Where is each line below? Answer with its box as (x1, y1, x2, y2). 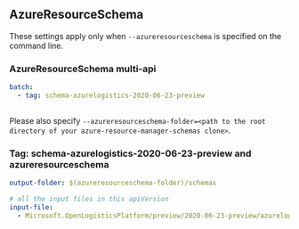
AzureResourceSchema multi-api (9, 62, 157, 75)
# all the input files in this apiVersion (9, 194, 169, 203)
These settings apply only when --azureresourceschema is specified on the (9, 30, 282, 41)
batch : (9, 83, 34, 92)
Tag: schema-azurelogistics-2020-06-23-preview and (9, 147, 252, 159)
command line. (9, 40, 64, 51)
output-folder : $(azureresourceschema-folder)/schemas (9, 178, 217, 188)
